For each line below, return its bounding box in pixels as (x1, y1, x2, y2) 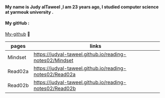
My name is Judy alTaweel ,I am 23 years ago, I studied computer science (5, 4, 159, 10)
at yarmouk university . (5, 9, 54, 15)
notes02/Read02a (33, 71, 76, 78)
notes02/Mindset (33, 57, 74, 63)
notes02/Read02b (33, 85, 76, 92)
